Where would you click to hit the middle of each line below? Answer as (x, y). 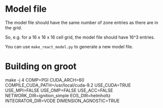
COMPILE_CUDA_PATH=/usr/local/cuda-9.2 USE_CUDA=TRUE (68, 85)
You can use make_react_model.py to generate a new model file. (69, 46)
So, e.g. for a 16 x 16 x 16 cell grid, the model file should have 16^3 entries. (80, 37)
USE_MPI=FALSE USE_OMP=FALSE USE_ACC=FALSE (59, 90)
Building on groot (41, 66)
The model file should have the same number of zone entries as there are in (82, 22)
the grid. (14, 27)
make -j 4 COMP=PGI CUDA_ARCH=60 (45, 80)
